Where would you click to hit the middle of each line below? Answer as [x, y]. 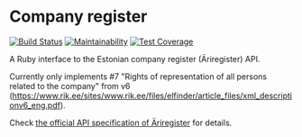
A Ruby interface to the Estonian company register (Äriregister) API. [135, 59]
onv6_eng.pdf [35, 105]
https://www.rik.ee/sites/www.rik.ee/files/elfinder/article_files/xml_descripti [152, 96]
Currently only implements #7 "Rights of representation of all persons [138, 76]
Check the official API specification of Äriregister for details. [121, 123]
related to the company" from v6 [70, 86]
